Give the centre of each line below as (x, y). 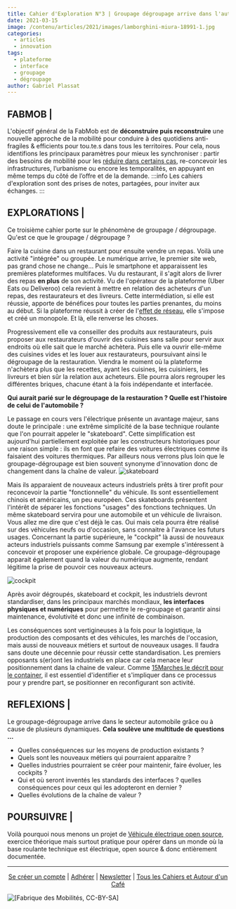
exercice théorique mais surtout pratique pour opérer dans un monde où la (115, 842)
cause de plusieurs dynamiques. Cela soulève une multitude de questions (116, 729)
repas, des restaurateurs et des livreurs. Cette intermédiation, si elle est (111, 295)
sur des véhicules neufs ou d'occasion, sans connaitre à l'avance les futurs (116, 529)
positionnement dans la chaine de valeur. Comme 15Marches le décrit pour (116, 667)
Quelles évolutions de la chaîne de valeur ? (79, 794)
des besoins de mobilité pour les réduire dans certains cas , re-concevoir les (117, 161)
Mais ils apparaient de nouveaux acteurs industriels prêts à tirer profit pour (115, 484)
